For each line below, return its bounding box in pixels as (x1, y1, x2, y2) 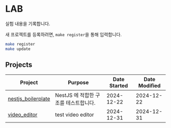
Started (109, 82, 128, 89)
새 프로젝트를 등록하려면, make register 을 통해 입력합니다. (5, 31, 122, 37)
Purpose (68, 79, 89, 86)
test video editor (55, 111, 94, 118)
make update (5, 46, 31, 52)
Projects (5, 61, 33, 69)
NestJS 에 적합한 (55, 91, 94, 98)
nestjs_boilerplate (8, 95, 50, 102)
